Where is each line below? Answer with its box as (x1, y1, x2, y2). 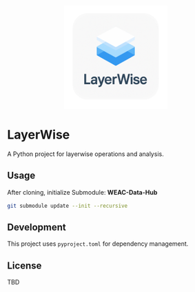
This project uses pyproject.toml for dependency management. (7, 240, 189, 248)
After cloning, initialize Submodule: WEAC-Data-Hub (7, 188, 158, 196)
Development (7, 222, 67, 233)
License (7, 260, 42, 271)
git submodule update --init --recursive (7, 202, 128, 209)
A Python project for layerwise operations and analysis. (7, 150, 164, 158)
